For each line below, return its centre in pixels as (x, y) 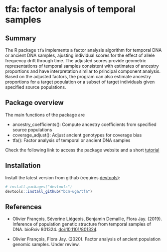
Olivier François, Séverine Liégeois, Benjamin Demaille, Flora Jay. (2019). (87, 219)
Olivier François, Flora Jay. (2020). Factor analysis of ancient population (86, 239)
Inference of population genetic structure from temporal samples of (82, 224)
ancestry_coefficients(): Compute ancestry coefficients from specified (84, 124)
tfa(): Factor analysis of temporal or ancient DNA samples (71, 140)
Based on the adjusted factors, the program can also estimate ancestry (78, 76)
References (23, 207)
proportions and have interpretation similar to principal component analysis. (83, 71)
